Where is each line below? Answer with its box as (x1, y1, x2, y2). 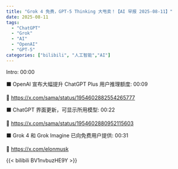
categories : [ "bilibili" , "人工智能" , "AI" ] (6, 52, 110, 58)
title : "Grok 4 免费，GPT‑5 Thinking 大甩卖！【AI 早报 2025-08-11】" (6, 8, 173, 15)
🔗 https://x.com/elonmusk (6, 145, 69, 153)
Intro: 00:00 (6, 68, 35, 75)
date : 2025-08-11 (6, 14, 49, 20)
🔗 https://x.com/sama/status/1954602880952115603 (6, 120, 134, 127)
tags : (6, 19, 19, 25)
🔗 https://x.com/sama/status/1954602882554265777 (6, 94, 135, 101)
